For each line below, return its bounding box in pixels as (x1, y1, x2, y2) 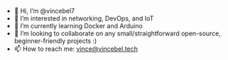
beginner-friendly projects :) (13, 37, 97, 45)
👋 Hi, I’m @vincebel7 (13, 7, 75, 15)
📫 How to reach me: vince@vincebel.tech (13, 44, 139, 53)
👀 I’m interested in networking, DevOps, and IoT (13, 14, 154, 23)
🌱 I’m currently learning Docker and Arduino (13, 22, 143, 30)
